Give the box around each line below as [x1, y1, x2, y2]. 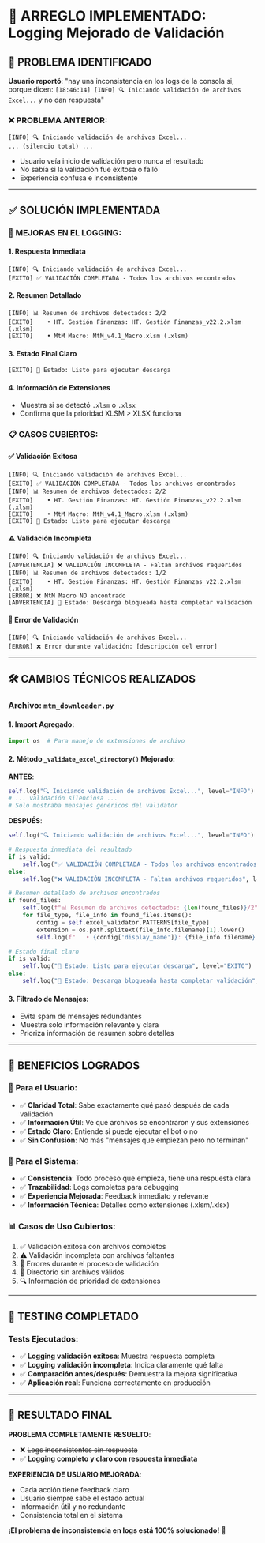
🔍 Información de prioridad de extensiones [19, 1276, 161, 1286]
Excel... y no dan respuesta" [8, 95, 105, 104]
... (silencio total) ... [8, 142, 93, 151]
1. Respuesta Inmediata [8, 247, 87, 256]
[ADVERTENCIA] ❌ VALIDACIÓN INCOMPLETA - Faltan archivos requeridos [8, 561, 243, 569]
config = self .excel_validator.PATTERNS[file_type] [36, 918, 211, 927]
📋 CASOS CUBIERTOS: [8, 429, 99, 440]
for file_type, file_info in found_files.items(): [22, 912, 192, 920]
